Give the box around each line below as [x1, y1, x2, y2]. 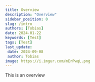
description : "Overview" [5, 12, 57, 17]
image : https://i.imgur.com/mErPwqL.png [5, 58, 91, 63]
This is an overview [5, 72, 45, 78]
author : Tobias [7, 53, 39, 59]
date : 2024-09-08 [7, 49, 43, 54]
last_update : [5, 44, 32, 49]
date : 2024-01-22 [5, 30, 41, 35]
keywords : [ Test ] [5, 35, 41, 40]
